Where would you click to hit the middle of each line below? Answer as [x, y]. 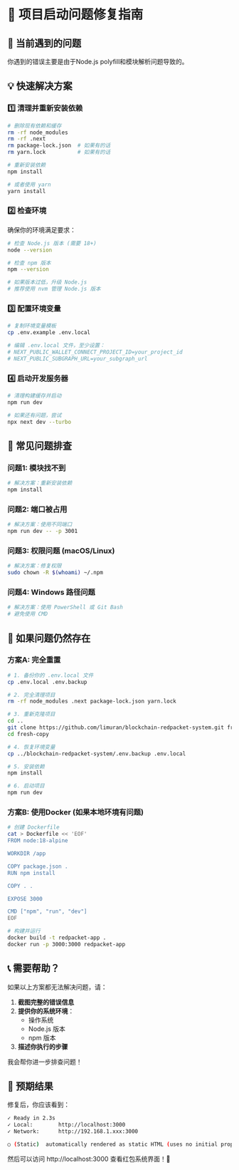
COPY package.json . [38, 866]
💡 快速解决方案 [40, 86]
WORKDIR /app [27, 854]
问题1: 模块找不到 [37, 467]
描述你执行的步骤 [43, 1046]
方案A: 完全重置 [34, 660]
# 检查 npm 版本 [29, 263]
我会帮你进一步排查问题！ [45, 1062]
